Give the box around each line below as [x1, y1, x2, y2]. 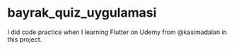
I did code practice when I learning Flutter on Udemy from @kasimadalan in [7, 28, 228, 36]
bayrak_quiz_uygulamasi [7, 5, 157, 21]
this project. [7, 35, 42, 43]
